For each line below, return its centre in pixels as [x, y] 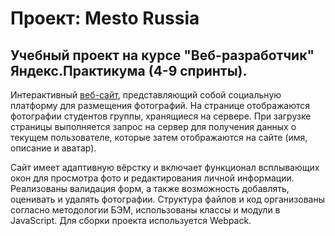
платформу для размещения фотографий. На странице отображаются [160, 105]
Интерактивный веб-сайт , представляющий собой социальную [146, 95]
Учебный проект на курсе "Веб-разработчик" [162, 55]
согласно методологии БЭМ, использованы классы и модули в [145, 210]
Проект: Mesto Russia [105, 18]
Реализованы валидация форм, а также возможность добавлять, [150, 188]
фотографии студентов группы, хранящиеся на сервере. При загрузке [161, 116]
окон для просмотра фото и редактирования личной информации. [152, 178]
